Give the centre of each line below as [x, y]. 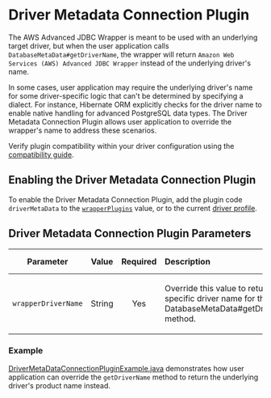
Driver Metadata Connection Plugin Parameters [130, 233]
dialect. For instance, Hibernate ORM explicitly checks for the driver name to [135, 104]
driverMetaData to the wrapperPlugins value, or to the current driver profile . [133, 208]
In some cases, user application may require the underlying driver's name [131, 87]
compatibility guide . [41, 155]
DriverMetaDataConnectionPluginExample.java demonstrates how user [126, 368]
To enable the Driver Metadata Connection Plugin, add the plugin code [125, 199]
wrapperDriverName [48, 303]
